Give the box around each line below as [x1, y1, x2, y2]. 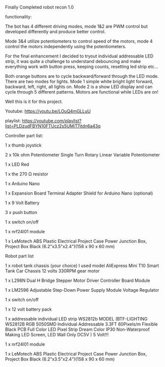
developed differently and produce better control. [5, 29, 106, 34]
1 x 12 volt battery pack [5, 307, 52, 312]
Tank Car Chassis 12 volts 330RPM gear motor [5, 268, 100, 274]
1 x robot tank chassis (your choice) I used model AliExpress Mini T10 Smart [5, 262, 159, 268]
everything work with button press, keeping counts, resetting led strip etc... [5, 64, 158, 69]
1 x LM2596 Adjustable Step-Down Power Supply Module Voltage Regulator [5, 287, 160, 293]
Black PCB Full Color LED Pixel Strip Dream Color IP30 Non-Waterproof [5, 326, 150, 332]
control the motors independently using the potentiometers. [5, 44, 127, 49]
